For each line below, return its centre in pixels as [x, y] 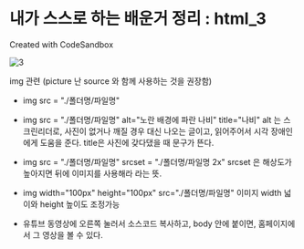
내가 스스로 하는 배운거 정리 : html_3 [138, 19]
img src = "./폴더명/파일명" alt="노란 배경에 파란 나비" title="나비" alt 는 [152, 119]
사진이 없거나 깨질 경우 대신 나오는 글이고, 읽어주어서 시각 [167, 131]
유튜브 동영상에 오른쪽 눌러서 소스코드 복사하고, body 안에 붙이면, [139, 223]
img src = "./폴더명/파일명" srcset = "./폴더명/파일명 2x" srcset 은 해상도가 [157, 161]
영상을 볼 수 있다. [73, 234]
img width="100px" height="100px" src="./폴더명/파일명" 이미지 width [152, 192]
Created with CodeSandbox [62, 44]
